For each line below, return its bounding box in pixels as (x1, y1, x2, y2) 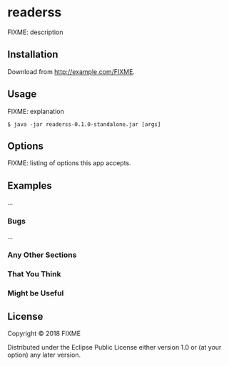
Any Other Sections (7, 250, 77, 260)
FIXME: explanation (7, 107, 64, 115)
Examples (7, 179, 52, 192)
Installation (7, 48, 58, 61)
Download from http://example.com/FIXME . (7, 67, 136, 75)
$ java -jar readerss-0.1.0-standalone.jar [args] (7, 120, 161, 128)
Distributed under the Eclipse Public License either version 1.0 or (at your (7, 343, 222, 352)
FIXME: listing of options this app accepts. (7, 159, 131, 167)
